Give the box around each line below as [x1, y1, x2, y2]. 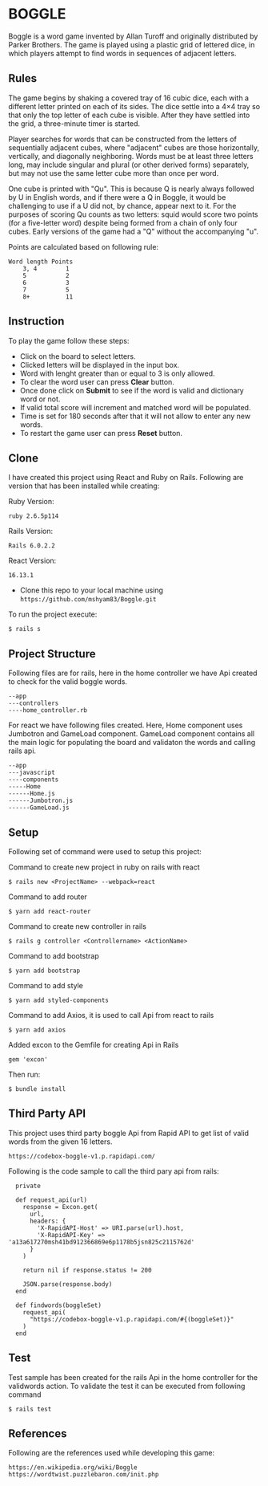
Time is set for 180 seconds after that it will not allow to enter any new [19, 411, 250, 421]
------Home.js [8, 790, 56, 798]
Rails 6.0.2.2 [8, 542, 56, 550]
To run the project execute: [8, 609, 98, 619]
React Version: [8, 556, 57, 566]
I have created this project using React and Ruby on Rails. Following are [8, 473, 244, 482]
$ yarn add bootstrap [8, 967, 81, 975]
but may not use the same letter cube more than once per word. [8, 168, 219, 177]
